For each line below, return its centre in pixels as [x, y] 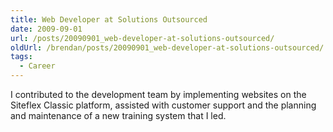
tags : [21, 57]
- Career [37, 66]
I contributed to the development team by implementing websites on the [158, 94]
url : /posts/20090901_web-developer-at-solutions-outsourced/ [142, 38]
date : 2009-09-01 [46, 29]
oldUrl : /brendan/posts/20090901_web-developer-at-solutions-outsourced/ [167, 47]
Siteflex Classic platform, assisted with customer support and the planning [163, 105]
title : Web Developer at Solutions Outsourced [109, 19]
